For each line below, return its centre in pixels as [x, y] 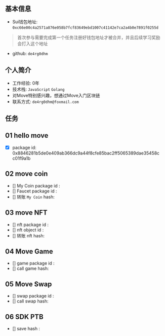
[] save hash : [26, 328]
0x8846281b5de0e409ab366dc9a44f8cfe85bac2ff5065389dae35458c [86, 153]
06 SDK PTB [24, 317]
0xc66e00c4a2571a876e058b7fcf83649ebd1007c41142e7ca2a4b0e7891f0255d [85, 28]
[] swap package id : [33, 296]
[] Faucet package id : [35, 191]
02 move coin [26, 174]
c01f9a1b [21, 158]
